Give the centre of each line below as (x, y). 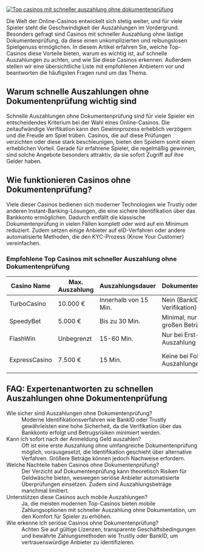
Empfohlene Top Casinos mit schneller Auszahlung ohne (92, 259)
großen (172, 325)
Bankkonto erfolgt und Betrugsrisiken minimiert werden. (91, 432)
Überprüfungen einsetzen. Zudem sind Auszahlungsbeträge (97, 484)
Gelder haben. (24, 161)
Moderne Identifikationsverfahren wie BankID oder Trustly (94, 420)
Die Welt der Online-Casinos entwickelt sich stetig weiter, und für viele (95, 21)
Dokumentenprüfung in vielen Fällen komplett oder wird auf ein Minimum (97, 223)
